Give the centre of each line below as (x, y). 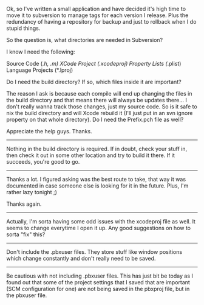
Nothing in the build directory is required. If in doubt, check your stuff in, (97, 149)
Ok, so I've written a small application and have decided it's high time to (96, 9)
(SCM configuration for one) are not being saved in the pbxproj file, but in (98, 289)
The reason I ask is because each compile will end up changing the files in (99, 93)
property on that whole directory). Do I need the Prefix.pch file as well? (95, 119)
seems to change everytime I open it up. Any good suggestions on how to (99, 228)
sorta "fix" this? (26, 234)
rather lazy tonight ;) (32, 192)
